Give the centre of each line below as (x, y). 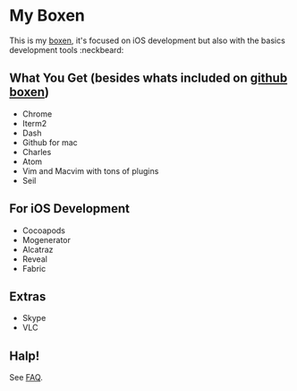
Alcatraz (38, 249)
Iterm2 (34, 123)
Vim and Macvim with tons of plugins (90, 170)
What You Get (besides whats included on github (148, 78)
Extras (28, 296)
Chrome (37, 114)
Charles (37, 152)
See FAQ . (26, 378)
